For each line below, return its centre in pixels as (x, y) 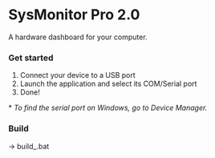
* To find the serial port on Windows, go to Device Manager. (108, 108)
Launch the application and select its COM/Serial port (108, 84)
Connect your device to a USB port (78, 75)
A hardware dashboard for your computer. (78, 37)
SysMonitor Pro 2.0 (74, 15)
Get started (31, 58)
